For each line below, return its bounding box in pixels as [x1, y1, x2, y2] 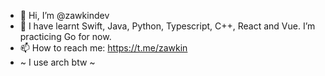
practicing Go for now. [19, 31, 112, 42]
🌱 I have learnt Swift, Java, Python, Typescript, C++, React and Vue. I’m [19, 20, 316, 32]
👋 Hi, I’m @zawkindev [19, 10, 110, 21]
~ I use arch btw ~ [19, 56, 96, 68]
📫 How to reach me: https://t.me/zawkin [19, 42, 188, 54]
